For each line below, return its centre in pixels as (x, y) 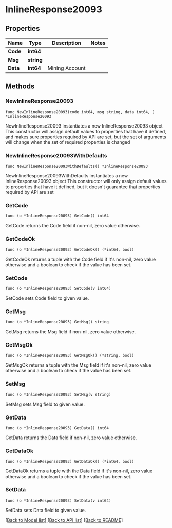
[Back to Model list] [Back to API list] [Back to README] (64, 520)
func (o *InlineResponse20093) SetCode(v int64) (58, 288)
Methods (20, 87)
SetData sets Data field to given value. (46, 510)
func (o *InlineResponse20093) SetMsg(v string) (58, 394)
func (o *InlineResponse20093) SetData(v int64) (58, 500)
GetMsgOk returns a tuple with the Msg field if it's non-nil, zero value (78, 365)
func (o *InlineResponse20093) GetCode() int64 (57, 216)
